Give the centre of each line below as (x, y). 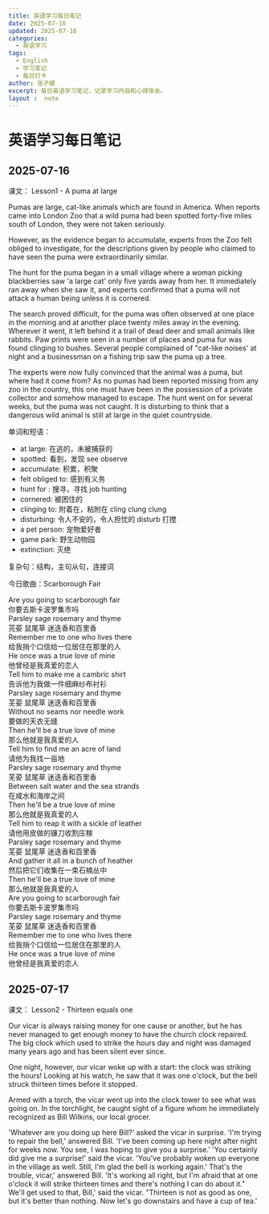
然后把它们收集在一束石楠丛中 (57, 870)
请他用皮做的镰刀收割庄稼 (51, 833)
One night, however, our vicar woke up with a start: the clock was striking (130, 1067)
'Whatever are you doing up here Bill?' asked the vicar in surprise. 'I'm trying (135, 1133)
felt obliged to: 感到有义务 (63, 479)
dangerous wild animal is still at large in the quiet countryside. (110, 415)
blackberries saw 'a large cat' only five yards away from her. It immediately (132, 281)
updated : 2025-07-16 (43, 31)
